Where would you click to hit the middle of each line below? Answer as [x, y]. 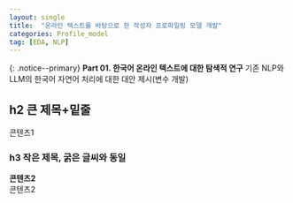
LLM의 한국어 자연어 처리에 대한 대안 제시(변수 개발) [99, 79]
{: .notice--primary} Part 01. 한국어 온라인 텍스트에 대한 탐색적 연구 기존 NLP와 [147, 68]
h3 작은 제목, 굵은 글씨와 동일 [68, 157]
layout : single [37, 17]
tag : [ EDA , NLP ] [39, 42]
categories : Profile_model [59, 34]
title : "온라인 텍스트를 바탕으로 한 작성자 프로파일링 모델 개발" [116, 26]
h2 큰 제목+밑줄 [50, 110]
